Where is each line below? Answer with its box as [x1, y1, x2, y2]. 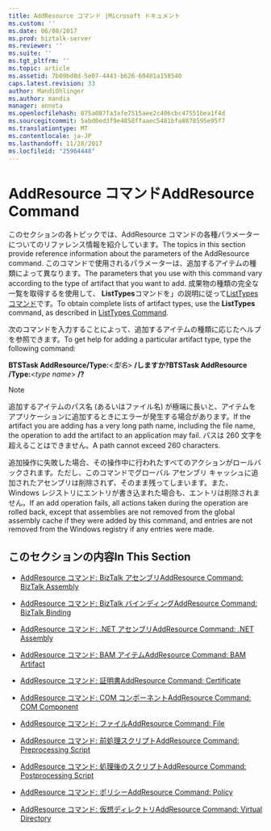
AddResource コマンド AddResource [8, 184, 255, 203]
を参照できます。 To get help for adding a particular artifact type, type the [8, 334, 252, 344]
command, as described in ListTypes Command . [8, 308, 169, 317]
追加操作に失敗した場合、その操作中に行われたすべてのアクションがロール [8, 458, 255, 468]
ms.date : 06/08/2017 [8, 27, 78, 35]
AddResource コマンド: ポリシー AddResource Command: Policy [19, 787, 234, 797]
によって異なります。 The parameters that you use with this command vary [15, 268, 263, 279]
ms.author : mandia [8, 94, 70, 103]
